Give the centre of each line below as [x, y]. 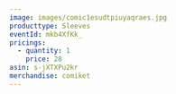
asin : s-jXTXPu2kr [44, 68]
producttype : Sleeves [50, 26]
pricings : [28, 43]
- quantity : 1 [44, 51]
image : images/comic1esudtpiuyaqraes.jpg [88, 17]
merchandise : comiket [50, 76]
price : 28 [44, 59]
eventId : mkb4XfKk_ [46, 34]
